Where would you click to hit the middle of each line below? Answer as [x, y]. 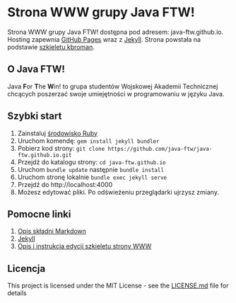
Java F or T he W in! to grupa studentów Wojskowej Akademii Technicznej [113, 86]
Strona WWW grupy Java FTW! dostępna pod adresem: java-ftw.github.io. [116, 32]
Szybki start [35, 116]
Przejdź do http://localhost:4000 [65, 184]
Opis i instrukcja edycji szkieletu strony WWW [84, 246]
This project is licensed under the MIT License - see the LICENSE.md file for [118, 286]
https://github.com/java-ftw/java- [160, 149]
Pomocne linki [39, 214]
